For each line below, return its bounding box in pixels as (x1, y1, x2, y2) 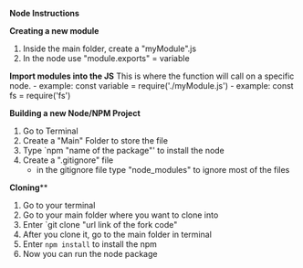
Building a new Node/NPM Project (9, 108, 141, 118)
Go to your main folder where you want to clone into (22, 209, 219, 220)
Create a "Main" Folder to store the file (22, 135, 169, 145)
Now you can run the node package (22, 249, 158, 259)
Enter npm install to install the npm (22, 239, 158, 250)
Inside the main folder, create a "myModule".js (22, 43, 197, 54)
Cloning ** (9, 182, 48, 193)
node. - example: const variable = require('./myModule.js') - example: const (9, 80, 294, 91)
